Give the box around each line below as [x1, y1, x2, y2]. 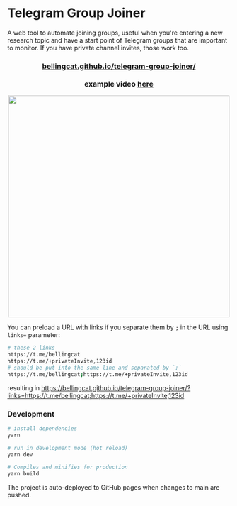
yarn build [7, 471, 40, 478]
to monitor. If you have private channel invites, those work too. [7, 43, 190, 52]
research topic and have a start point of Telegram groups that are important [7, 35, 228, 44]
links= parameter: [7, 331, 60, 339]
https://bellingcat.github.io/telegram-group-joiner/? [41, 383, 191, 392]
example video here [84, 79, 154, 89]
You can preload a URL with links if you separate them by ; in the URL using [7, 323, 229, 331]
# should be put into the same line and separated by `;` [7, 364, 182, 371]
